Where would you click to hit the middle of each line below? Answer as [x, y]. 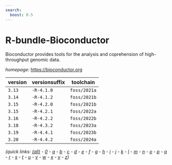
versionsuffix [48, 82]
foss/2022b [83, 119]
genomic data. [45, 60]
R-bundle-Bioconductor [57, 40]
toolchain [83, 82]
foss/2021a [83, 90]
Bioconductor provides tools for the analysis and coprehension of [74, 54]
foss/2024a [83, 140]
